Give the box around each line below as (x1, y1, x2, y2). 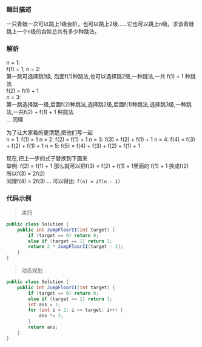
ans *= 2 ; (38, 313, 64, 319)
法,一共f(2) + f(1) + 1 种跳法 (6, 108, 74, 115)
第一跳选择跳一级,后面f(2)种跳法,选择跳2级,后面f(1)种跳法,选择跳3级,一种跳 (6, 100, 192, 108)
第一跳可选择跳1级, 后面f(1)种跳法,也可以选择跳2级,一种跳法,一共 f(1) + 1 (6, 72, 184, 80)
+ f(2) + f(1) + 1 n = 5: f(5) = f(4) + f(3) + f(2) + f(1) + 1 (6, 142, 141, 149)
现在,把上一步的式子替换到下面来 (6, 154, 88, 162)
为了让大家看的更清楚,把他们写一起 (6, 129, 93, 136)
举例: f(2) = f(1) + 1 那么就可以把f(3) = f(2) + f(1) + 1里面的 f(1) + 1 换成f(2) (6, 162, 189, 170)
